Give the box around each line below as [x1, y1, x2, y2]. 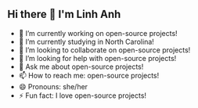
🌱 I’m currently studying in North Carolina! [18, 37, 154, 46]
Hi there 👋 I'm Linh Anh [7, 8, 121, 21]
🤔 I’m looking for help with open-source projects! [18, 53, 177, 63]
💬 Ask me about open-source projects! [18, 62, 144, 71]
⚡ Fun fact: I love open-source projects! [18, 91, 146, 100]
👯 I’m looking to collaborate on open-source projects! [18, 45, 191, 55]
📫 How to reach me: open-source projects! [18, 70, 160, 80]
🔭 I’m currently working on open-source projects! [18, 28, 178, 38]
